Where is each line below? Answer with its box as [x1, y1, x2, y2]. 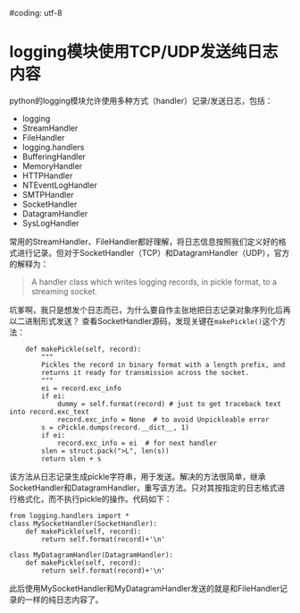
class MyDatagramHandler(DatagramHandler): [9, 550, 174, 559]
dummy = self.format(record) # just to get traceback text [56, 399, 281, 408]
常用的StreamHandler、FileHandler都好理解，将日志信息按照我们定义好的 [9, 236, 279, 247]
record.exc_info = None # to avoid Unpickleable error [56, 415, 270, 424]
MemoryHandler [21, 160, 83, 171]
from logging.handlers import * [9, 511, 129, 520]
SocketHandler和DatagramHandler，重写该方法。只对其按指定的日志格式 [9, 482, 278, 493]
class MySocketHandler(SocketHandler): [9, 519, 158, 528]
